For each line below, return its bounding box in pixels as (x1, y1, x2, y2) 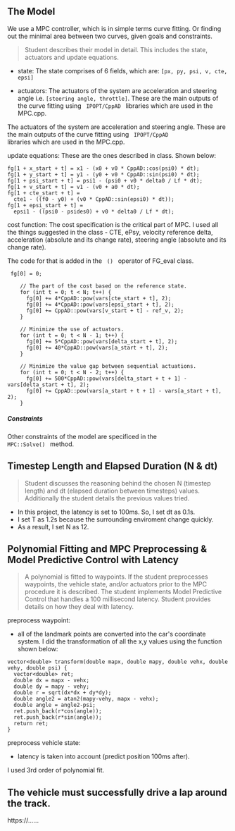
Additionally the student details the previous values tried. (24, 493, 190, 503)
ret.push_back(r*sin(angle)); (13, 714, 102, 721)
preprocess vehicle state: (7, 739, 81, 747)
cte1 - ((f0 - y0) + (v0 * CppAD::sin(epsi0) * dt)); (13, 195, 174, 203)
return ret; (13, 720, 49, 727)
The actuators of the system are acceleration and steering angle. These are (7, 123, 227, 131)
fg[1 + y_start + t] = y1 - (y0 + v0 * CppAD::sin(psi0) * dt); (7, 171, 200, 178)
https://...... (7, 816, 39, 825)
